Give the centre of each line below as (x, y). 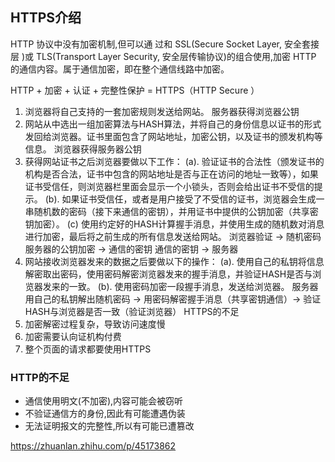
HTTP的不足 (40, 377)
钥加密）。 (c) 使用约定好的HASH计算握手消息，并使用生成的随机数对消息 (174, 224)
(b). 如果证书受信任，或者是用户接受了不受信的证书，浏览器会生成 (180, 199)
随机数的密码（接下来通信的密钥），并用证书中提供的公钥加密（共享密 (176, 211)
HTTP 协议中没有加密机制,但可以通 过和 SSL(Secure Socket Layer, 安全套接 (165, 44)
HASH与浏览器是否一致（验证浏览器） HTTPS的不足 (132, 311)
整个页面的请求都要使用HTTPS (88, 349)
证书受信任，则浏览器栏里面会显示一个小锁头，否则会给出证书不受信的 (169, 186)
